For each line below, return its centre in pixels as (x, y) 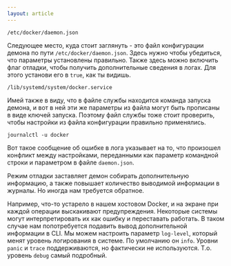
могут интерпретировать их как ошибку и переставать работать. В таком (116, 218)
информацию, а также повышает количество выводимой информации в (113, 183)
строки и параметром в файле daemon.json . (71, 162)
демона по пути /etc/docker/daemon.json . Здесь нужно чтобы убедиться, (114, 53)
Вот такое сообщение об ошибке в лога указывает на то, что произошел (114, 148)
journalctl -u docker (38, 135)
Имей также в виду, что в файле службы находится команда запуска (109, 100)
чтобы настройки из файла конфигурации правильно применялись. (107, 122)
